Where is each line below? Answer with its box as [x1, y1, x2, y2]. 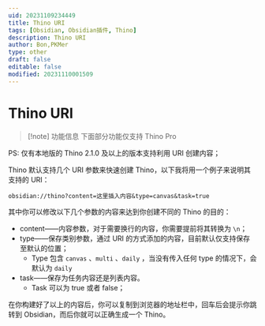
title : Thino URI [8, 19, 65, 27]
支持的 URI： [8, 174, 50, 184]
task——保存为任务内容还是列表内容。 [19, 273, 144, 283]
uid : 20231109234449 [8, 11, 77, 20]
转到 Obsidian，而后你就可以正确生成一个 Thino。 [8, 309, 170, 319]
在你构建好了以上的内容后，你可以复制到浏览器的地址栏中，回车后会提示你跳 [8, 299, 257, 309]
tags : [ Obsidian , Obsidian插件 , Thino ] [8, 26, 137, 34]
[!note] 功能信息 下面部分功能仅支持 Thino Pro [27, 131, 177, 141]
